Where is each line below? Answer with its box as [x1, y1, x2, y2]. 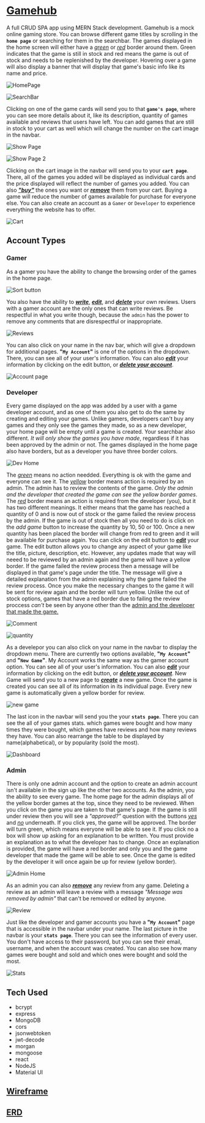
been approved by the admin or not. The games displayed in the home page [6, 441, 198, 448]
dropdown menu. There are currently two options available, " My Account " [6, 650, 191, 657]
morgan [15, 1043, 35, 1050]
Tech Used [6, 987, 48, 997]
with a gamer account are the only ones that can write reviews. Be [6, 304, 173, 312]
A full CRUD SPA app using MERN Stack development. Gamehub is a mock [6, 24, 195, 31]
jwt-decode [15, 1036, 45, 1043]
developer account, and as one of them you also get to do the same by [6, 408, 185, 415]
